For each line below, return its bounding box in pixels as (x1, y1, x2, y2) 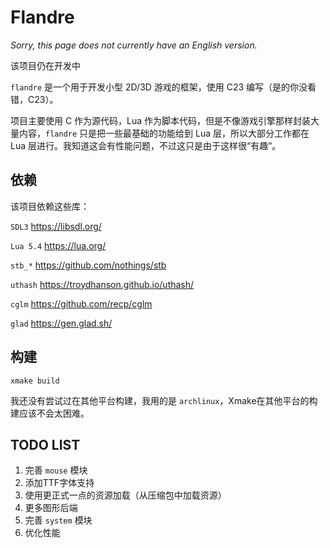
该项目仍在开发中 (10, 59, 81, 71)
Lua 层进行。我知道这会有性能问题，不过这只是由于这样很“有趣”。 (10, 139, 282, 151)
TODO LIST (10, 436, 81, 453)
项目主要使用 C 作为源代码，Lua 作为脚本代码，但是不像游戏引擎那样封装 (10, 114, 312, 126)
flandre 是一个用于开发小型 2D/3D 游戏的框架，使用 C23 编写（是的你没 (10, 81, 308, 93)
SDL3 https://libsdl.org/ (10, 220, 102, 232)
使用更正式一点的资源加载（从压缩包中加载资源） (24, 489, 227, 501)
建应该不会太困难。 (10, 407, 90, 419)
